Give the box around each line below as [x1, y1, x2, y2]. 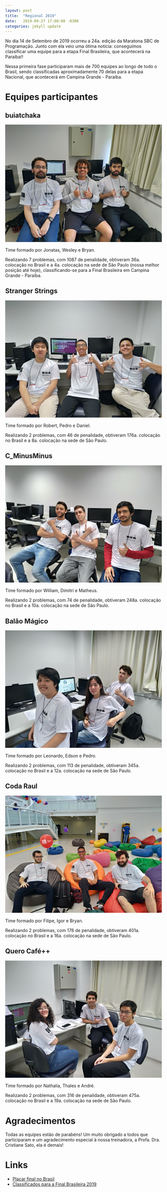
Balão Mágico [5, 617, 48, 625]
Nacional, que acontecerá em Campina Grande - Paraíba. [5, 74, 123, 80]
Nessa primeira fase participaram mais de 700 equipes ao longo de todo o [5, 64, 158, 70]
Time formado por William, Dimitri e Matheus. [5, 588, 98, 594]
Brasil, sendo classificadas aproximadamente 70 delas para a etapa [5, 69, 143, 75]
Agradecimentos [5, 1115, 76, 1126]
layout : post [5, 8, 32, 13]
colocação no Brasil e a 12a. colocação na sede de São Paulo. [5, 767, 132, 773]
